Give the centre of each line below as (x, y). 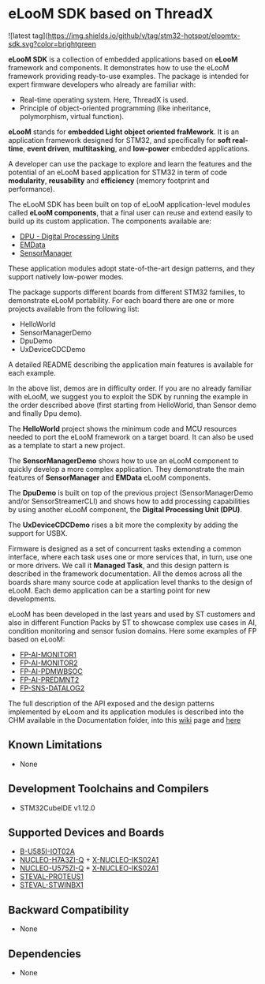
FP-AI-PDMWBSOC (51, 671)
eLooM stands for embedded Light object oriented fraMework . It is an (123, 132)
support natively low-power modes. (66, 276)
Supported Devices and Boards (86, 832)
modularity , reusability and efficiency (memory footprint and (109, 180)
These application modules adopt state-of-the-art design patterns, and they (131, 268)
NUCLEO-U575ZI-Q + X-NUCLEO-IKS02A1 (89, 868)
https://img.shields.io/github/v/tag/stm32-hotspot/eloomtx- (144, 36)
